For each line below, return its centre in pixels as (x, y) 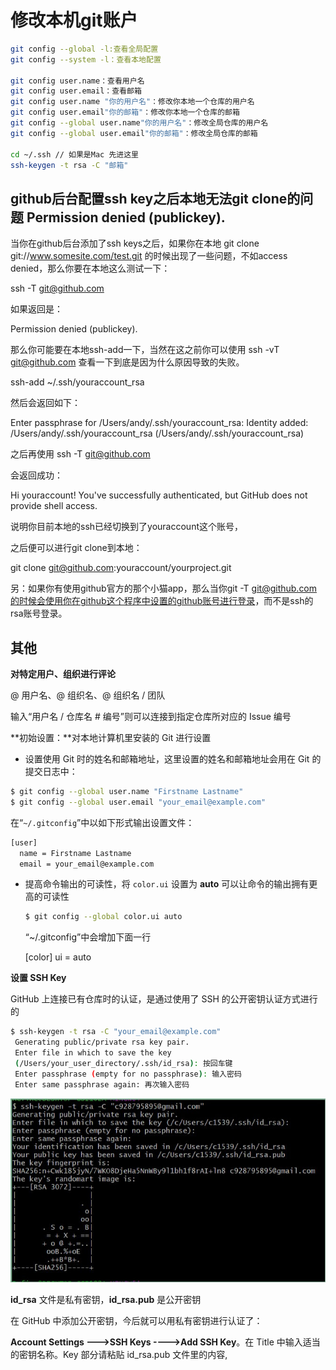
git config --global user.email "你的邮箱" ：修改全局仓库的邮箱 (134, 133)
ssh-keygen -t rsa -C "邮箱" (69, 165)
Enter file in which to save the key (93, 1053)
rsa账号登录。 (39, 613)
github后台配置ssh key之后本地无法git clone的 (155, 198)
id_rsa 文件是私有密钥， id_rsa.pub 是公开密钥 (106, 1299)
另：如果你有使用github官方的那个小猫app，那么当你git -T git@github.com (164, 588)
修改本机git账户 (74, 20)
